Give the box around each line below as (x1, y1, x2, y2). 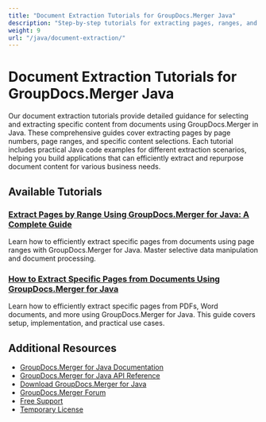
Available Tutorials (8, 184, 102, 199)
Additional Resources (8, 341, 117, 354)
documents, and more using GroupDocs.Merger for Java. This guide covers (8, 310, 256, 319)
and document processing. (8, 254, 97, 263)
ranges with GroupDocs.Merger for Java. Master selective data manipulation (8, 245, 259, 254)
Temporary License (19, 405, 83, 414)
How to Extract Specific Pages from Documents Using (8, 273, 221, 285)
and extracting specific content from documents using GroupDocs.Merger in (8, 120, 259, 130)
